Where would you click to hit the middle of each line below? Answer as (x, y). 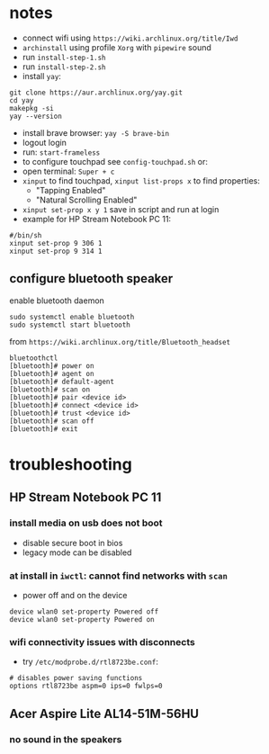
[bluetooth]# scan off (52, 421)
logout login (45, 142)
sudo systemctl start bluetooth (70, 325)
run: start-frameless (61, 152)
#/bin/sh (26, 235)
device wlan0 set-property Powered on (82, 619)
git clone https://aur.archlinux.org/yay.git (96, 93)
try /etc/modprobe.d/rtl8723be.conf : (90, 662)
